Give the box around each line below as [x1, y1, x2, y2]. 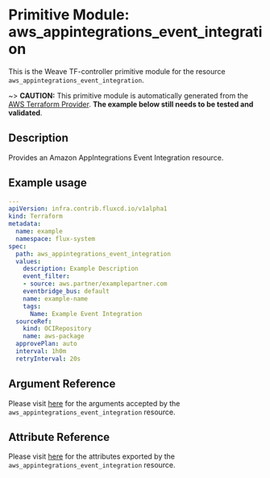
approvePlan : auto [15, 340, 78, 348]
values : [15, 257, 42, 265]
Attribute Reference [8, 430, 110, 444]
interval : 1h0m [15, 347, 67, 355]
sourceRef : [15, 317, 52, 326]
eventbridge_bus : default [23, 288, 110, 296]
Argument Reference [8, 377, 116, 391]
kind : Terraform [8, 212, 63, 221]
